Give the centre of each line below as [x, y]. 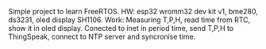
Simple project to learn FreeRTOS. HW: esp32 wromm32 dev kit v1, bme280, [133, 11]
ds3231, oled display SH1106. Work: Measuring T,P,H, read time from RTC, [129, 20]
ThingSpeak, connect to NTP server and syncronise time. [102, 36]
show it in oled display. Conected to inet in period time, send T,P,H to [121, 28]
